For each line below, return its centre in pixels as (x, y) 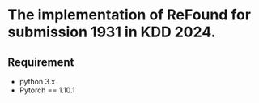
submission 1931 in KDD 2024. (112, 32)
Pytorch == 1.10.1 (47, 90)
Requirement (41, 62)
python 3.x (37, 82)
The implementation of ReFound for (129, 15)
